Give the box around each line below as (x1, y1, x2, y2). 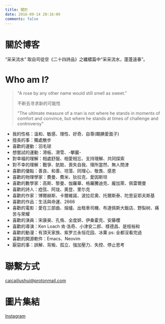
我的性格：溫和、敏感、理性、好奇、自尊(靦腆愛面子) (12, 131, 120, 137)
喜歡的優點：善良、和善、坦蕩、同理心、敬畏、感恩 (12, 168, 116, 174)
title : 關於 (5, 7, 28, 12)
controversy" (17, 121, 44, 127)
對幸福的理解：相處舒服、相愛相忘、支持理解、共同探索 (12, 156, 125, 162)
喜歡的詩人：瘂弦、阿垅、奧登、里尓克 (12, 186, 90, 192)
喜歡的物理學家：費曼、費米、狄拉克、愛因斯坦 (12, 174, 107, 180)
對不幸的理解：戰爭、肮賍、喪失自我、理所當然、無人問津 (12, 162, 129, 168)
